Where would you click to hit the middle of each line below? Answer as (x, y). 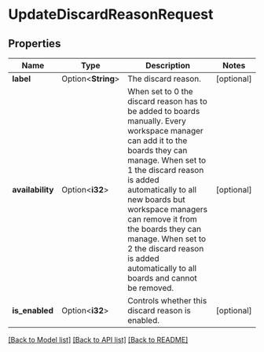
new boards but (156, 200)
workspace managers (167, 209)
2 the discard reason (165, 249)
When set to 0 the (160, 92)
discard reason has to (167, 101)
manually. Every (157, 121)
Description (168, 66)
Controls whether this (167, 301)
